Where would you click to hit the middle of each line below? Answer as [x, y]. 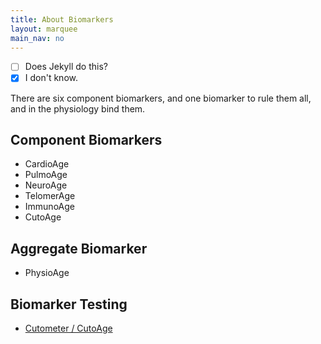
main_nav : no [37, 38]
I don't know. [51, 78]
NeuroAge [46, 185]
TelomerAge [50, 196]
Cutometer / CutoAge [68, 328]
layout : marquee [44, 29]
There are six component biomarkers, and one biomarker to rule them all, [161, 98]
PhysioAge [47, 273]
